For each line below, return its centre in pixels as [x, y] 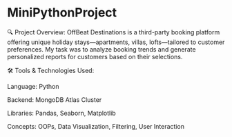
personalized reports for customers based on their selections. [95, 56]
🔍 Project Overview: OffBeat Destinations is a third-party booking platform [114, 32]
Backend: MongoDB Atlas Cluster [55, 99]
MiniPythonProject [62, 13]
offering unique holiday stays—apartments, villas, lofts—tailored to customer [116, 42]
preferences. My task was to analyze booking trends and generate [101, 49]
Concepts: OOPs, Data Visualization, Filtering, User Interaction [96, 126]
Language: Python [33, 86]
